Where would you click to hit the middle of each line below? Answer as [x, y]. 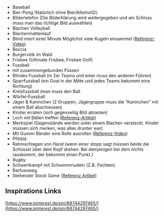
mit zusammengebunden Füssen [46, 70]
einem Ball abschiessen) [37, 107]
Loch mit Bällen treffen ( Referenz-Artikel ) [54, 118]
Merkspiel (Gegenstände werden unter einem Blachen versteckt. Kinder [85, 123]
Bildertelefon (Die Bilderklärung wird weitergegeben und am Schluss [82, 18]
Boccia [19, 49]
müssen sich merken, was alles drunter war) [57, 128]
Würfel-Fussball [29, 97]
